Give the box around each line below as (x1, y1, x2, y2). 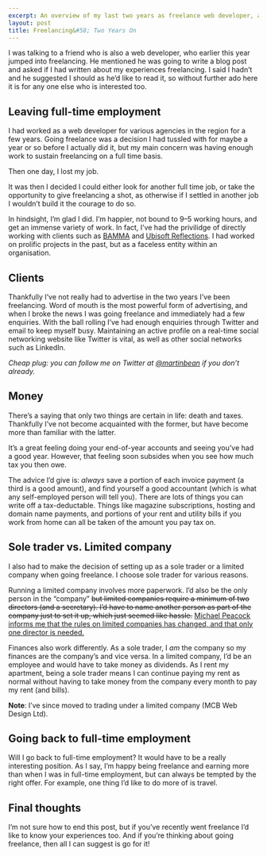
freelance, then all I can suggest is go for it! (8, 839, 150, 849)
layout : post (8, 19, 52, 27)
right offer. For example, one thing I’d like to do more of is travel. (8, 778, 219, 788)
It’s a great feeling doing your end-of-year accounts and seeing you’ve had (8, 442, 254, 453)
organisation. (8, 248, 52, 258)
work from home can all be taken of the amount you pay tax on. (8, 517, 216, 526)
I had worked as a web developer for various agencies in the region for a (8, 126, 246, 136)
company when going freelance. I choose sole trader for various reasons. (8, 569, 249, 580)
